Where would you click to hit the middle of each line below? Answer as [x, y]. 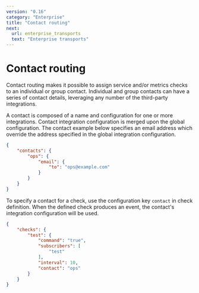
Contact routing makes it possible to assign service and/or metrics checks [97, 85]
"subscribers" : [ [59, 246]
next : [13, 28]
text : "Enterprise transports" [50, 39]
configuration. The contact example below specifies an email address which [99, 128]
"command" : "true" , [62, 241]
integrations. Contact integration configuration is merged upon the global [96, 122]
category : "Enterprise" [36, 17]
